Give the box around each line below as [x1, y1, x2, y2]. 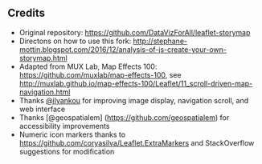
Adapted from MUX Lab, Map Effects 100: [18, 62, 158, 71]
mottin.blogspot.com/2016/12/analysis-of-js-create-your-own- [18, 44, 227, 54]
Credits [7, 6, 46, 20]
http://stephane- [133, 36, 188, 46]
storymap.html [18, 53, 68, 62]
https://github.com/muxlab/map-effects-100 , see [18, 70, 182, 79]
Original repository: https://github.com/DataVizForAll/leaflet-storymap [18, 27, 251, 37]
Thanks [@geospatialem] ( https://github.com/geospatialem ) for [18, 112, 230, 122]
